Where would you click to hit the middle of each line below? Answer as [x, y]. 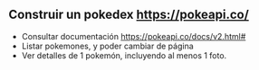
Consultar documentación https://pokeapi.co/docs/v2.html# [134, 36]
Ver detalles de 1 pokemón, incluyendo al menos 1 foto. [124, 55]
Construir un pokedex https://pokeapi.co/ [129, 15]
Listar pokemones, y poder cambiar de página [107, 46]
